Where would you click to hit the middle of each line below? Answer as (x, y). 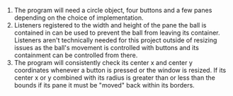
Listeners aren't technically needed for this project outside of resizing (115, 40)
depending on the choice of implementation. (79, 18)
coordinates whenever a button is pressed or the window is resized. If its (120, 70)
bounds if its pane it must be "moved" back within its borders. (104, 85)
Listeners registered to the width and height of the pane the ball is (110, 25)
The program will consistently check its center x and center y (103, 62)
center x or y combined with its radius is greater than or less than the (115, 78)
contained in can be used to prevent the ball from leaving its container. (117, 32)
